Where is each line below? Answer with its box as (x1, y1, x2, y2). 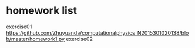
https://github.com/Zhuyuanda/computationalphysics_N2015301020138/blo (6, 29, 189, 36)
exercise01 (6, 23, 32, 30)
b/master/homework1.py (6, 35, 65, 42)
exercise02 (66, 35, 93, 42)
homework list (6, 4, 78, 17)
